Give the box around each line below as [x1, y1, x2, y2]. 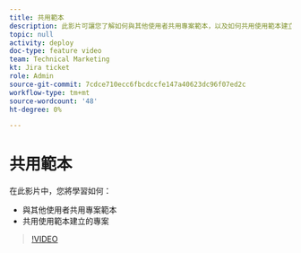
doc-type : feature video [9, 47, 102, 56]
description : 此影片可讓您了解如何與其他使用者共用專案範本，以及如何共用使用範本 [9, 22, 282, 31]
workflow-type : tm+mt [9, 88, 90, 97]
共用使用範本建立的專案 [21, 216, 109, 227]
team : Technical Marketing [9, 55, 110, 64]
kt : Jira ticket [9, 64, 70, 73]
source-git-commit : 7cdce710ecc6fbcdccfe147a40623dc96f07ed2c [9, 80, 246, 89]
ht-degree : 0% [9, 105, 63, 114]
